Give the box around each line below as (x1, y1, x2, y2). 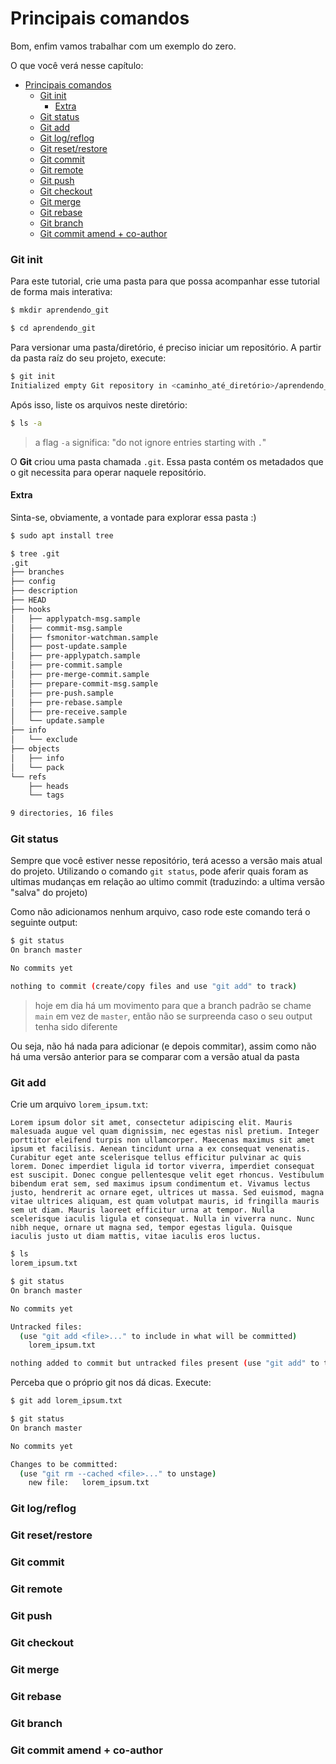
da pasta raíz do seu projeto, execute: (10, 352, 167, 364)
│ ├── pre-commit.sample (10, 660, 123, 671)
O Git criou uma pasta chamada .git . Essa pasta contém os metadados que (10, 455, 324, 467)
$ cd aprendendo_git (10, 323, 97, 334)
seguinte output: (10, 917, 78, 929)
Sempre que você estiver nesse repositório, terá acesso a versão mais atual (10, 855, 323, 867)
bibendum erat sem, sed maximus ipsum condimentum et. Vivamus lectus (10, 1179, 311, 1189)
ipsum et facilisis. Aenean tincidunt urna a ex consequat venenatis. (10, 1144, 311, 1154)
